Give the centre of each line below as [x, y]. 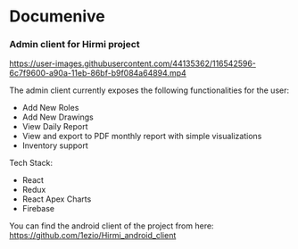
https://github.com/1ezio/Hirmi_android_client [93, 236]
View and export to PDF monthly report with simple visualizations [142, 137]
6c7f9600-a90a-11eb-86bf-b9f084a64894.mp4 [98, 73]
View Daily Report [55, 127]
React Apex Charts [57, 199]
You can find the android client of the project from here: [112, 226]
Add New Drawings [58, 117]
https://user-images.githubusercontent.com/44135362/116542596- [133, 63]
